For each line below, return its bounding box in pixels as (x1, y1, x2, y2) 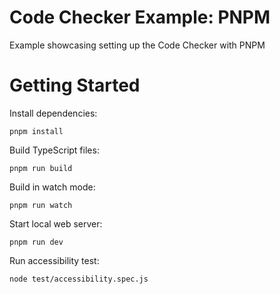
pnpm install (9, 126, 64, 136)
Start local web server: (9, 217, 103, 230)
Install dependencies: (9, 107, 98, 119)
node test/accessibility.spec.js (9, 274, 149, 284)
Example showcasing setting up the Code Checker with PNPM (9, 39, 266, 51)
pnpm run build (9, 163, 73, 173)
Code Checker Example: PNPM (9, 6, 271, 29)
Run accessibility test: (9, 254, 100, 266)
